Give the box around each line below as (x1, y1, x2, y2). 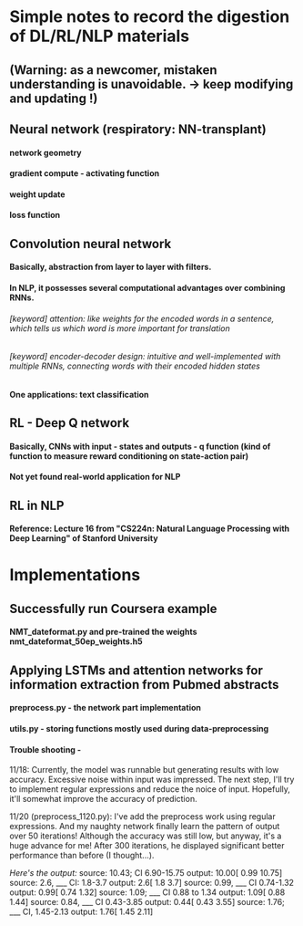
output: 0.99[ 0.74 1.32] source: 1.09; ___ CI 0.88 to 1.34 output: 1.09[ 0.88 (9, 887, 286, 898)
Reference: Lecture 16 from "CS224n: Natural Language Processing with (9, 523, 290, 535)
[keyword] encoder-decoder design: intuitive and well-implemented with (9, 351, 281, 362)
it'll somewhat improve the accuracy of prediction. (9, 794, 197, 805)
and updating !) (9, 90, 98, 106)
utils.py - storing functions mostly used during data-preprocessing (9, 723, 269, 734)
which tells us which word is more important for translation (9, 322, 230, 334)
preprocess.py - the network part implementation (9, 702, 202, 713)
